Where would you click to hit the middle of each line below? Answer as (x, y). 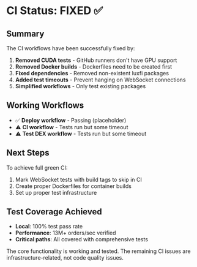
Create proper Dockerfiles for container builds (73, 186)
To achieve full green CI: (37, 167)
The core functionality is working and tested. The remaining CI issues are (98, 251)
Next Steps (28, 153)
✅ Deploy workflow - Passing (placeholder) (71, 120)
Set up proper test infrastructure (56, 192)
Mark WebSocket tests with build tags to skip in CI (78, 179)
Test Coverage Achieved (54, 212)
